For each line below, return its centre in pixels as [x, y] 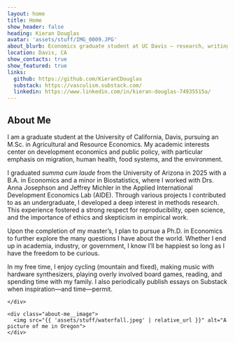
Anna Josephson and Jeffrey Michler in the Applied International [100, 187]
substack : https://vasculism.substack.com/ [78, 85]
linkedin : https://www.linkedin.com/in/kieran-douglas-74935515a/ [112, 92]
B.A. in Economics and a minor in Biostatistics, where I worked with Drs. [111, 180]
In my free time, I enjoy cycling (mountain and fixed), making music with [111, 266]
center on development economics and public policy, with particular [105, 152]
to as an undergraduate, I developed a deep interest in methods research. [113, 202]
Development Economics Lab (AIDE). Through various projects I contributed [116, 195]
